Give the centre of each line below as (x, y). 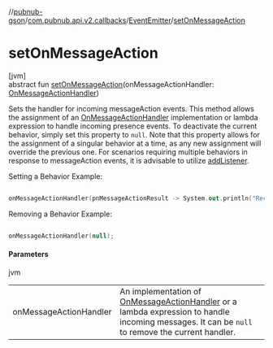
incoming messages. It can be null (186, 322)
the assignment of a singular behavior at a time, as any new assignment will (135, 143)
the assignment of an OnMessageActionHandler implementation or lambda (133, 117)
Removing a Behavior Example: (60, 214)
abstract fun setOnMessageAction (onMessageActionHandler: (111, 84)
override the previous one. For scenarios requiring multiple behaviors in (128, 152)
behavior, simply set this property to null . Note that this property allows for (134, 134)
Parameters (28, 254)
